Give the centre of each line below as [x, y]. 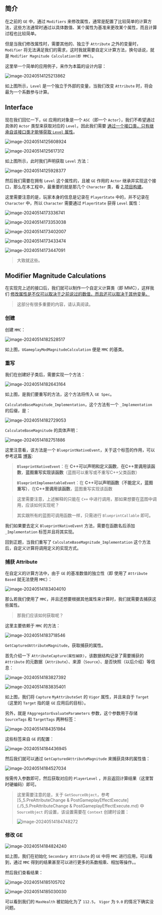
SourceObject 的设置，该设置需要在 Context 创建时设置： [73, 812]
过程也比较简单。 [22, 33]
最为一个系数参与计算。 [28, 92]
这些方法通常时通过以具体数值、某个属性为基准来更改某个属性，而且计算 [85, 27]
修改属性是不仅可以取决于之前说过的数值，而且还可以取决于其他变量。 [80, 294]
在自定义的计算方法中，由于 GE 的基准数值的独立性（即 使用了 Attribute [76, 573]
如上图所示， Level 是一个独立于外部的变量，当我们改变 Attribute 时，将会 [79, 86]
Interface [19, 107]
